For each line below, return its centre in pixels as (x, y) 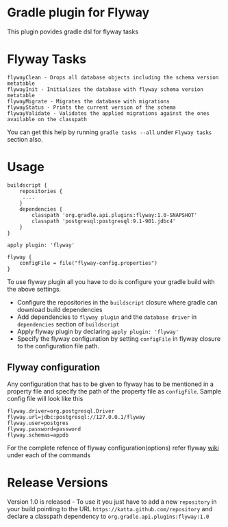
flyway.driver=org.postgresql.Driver (61, 411)
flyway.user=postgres (38, 423)
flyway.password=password (44, 429)
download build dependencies (60, 309)
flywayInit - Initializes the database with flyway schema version (105, 89)
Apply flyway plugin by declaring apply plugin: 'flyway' (98, 331)
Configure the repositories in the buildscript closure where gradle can (117, 302)
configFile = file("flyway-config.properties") (88, 263)
